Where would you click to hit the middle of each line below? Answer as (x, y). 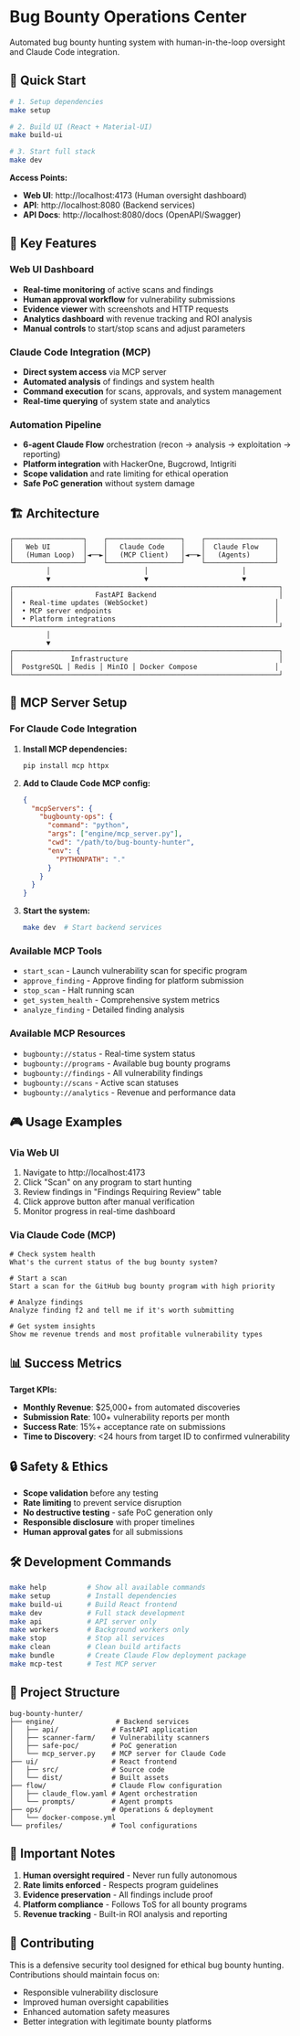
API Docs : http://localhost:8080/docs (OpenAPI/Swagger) (132, 215)
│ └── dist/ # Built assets (89, 1777)
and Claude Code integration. (65, 51)
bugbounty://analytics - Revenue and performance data (129, 1092)
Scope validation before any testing (90, 1493)
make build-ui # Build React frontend (93, 1604)
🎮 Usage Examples (66, 1122)
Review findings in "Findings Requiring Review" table (122, 1192)
